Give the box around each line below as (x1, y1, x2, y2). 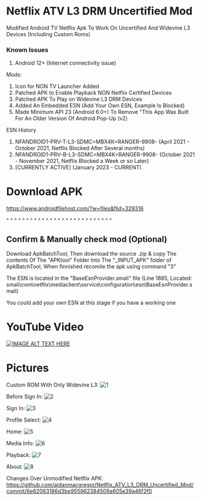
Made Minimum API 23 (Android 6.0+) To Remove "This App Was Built (14, 109, 189, 116)
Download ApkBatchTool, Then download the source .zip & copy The (6, 250, 177, 257)
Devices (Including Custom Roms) (6, 30, 91, 37)
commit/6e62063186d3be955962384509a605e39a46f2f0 (6, 487, 152, 495)
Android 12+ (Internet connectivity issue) (14, 59, 116, 67)
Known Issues (6, 45, 49, 54)
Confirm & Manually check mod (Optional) (6, 234, 167, 244)
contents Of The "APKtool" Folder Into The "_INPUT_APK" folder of (6, 256, 172, 264)
